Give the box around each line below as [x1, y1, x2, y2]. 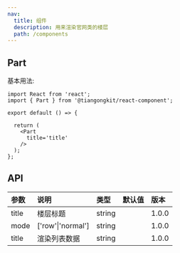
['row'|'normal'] [36, 220, 90, 230]
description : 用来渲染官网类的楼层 [14, 24, 109, 31]
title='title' [26, 135, 69, 142]
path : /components [14, 30, 69, 38]
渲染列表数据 [36, 233, 80, 243]
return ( [14, 122, 40, 129]
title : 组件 [14, 17, 48, 24]
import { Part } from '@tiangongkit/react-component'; [7, 97, 174, 104]
